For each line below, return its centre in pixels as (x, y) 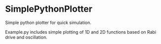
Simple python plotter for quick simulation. (48, 22)
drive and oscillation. (26, 37)
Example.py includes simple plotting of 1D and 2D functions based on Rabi (81, 32)
